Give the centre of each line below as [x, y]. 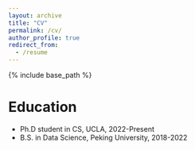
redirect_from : [33, 45]
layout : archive [35, 15]
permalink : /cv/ [35, 30]
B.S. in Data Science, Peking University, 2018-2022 [103, 137]
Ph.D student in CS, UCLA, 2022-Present [87, 129]
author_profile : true [44, 38]
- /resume [31, 52]
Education [43, 107]
